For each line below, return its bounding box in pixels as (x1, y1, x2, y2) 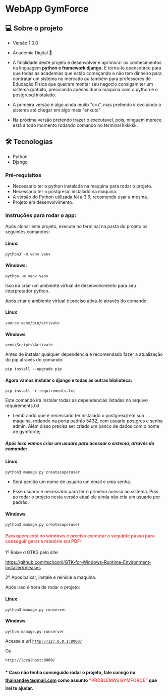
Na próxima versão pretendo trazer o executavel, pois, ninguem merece (12, 117, 162, 123)
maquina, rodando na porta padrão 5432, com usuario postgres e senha (12, 418, 163, 424)
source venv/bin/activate (5, 320, 60, 326)
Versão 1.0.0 (12, 40, 39, 46)
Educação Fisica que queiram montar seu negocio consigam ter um (12, 81, 153, 87)
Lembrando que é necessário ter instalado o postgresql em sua (12, 413, 145, 419)
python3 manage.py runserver (5, 607, 67, 612)
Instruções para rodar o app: (5, 212, 77, 219)
